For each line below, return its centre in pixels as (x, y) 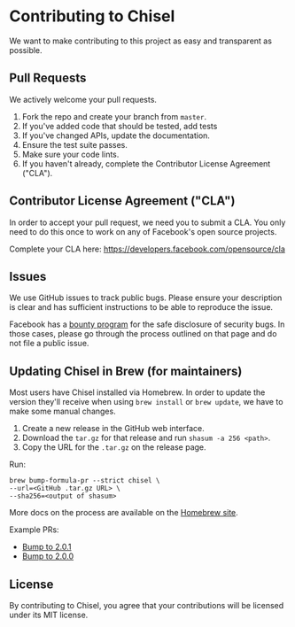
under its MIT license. (49, 615)
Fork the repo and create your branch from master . (114, 116)
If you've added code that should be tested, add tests (120, 126)
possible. (26, 50)
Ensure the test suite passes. (75, 144)
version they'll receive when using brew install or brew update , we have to (146, 402)
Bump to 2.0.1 (47, 547)
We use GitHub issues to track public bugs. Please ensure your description (146, 298)
